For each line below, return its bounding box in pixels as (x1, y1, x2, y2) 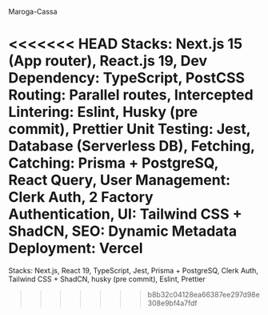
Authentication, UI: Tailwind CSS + (8, 205, 242, 224)
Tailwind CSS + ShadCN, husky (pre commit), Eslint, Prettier (8, 274, 206, 284)
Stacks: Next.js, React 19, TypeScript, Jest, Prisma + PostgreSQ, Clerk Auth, (8, 265, 258, 275)
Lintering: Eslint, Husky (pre (8, 103, 198, 121)
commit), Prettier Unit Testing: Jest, (8, 120, 250, 139)
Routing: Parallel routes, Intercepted (8, 86, 254, 104)
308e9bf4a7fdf (147, 298, 198, 308)
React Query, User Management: (8, 172, 230, 189)
